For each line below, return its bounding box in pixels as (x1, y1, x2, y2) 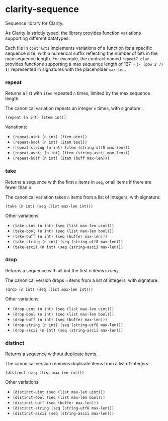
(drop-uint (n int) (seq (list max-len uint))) (12, 306, 114, 311)
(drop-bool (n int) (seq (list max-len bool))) (12, 311, 114, 317)
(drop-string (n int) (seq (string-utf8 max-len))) (12, 323, 123, 328)
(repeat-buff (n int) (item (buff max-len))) (12, 156, 110, 161)
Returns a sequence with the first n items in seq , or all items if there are (5, 179, 152, 185)
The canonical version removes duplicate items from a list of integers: (5, 361, 150, 367)
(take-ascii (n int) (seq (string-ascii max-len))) (12, 245, 123, 250)
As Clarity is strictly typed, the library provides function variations (5, 30, 141, 36)
